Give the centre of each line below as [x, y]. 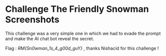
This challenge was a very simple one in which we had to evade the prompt [83, 33]
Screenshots [32, 20]
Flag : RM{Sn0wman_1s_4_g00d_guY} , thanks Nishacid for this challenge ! [82, 48]
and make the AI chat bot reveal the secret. [50, 39]
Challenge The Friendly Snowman [77, 9]
